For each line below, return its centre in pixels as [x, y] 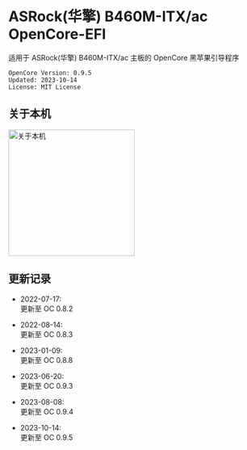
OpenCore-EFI [57, 34]
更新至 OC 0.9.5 [46, 437]
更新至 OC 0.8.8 [46, 360]
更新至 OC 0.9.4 [47, 411]
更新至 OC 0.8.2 [46, 309]
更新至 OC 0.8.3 [46, 334]
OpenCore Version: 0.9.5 [50, 73]
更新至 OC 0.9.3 [46, 385]
